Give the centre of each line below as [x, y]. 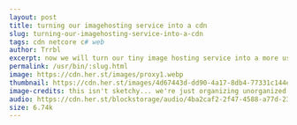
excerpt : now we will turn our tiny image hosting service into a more [144, 58]
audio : [21, 99]
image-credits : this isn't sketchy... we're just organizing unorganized [148, 91]
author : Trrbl [35, 50]
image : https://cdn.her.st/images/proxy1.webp [96, 75]
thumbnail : [29, 83]
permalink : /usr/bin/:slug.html [69, 67]
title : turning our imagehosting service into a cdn [108, 26]
